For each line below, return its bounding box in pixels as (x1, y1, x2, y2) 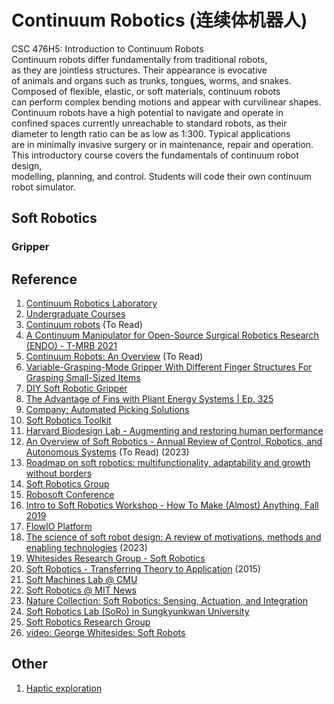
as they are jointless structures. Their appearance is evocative (11, 64, 268, 76)
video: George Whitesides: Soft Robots (25, 627, 186, 639)
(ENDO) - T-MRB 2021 (25, 340, 118, 352)
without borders (25, 467, 93, 480)
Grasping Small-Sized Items (25, 372, 141, 384)
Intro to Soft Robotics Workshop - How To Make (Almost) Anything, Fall (25, 499, 319, 511)
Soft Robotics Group (25, 478, 110, 490)
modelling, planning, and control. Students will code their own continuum (11, 170, 313, 182)
